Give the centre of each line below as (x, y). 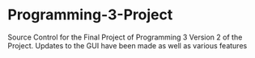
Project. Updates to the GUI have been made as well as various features (127, 45)
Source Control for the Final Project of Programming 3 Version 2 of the (125, 37)
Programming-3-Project (90, 15)
